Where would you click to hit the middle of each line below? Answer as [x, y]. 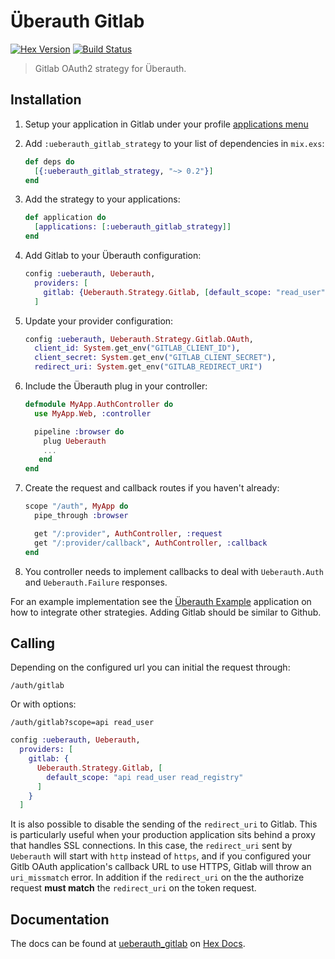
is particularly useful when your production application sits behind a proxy [163, 835]
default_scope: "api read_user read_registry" [145, 777]
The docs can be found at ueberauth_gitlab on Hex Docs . [128, 944]
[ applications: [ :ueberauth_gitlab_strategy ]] [133, 227]
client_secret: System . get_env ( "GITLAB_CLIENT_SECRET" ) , [155, 358]
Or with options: [43, 704]
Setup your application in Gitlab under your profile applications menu [166, 124]
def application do [65, 218]
